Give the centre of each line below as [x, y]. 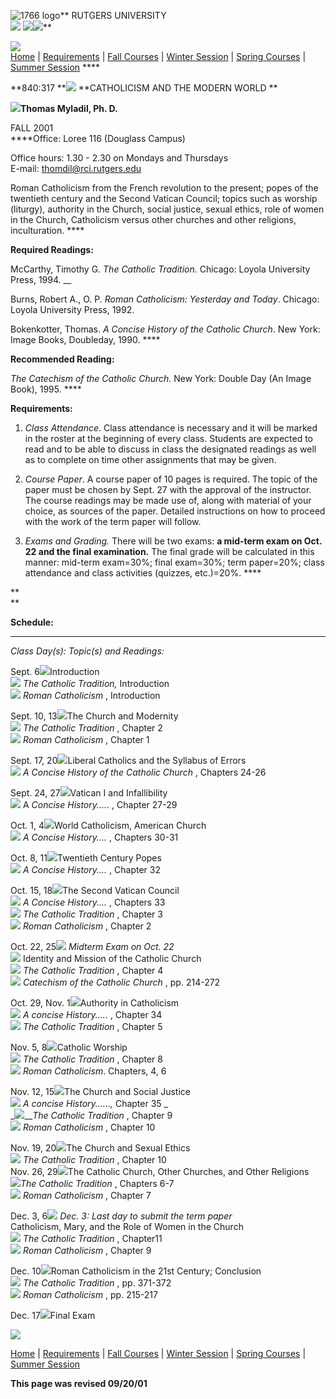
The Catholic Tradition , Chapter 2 [92, 728]
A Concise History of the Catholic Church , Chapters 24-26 [144, 772]
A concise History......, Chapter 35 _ [95, 1103]
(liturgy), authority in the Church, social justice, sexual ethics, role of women [167, 209]
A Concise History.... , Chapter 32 [91, 869]
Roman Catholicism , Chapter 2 [87, 926]
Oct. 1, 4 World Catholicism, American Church [108, 825]
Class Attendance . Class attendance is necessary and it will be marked [171, 428]
